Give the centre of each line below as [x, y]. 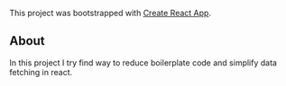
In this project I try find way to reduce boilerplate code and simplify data [143, 63]
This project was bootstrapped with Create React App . [111, 13]
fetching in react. [41, 72]
